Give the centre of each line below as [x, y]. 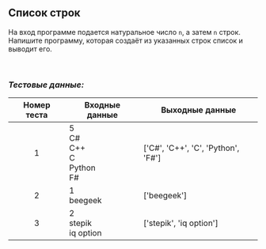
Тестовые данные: [46, 85]
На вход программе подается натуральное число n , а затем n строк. [125, 32]
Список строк [44, 13]
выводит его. [30, 49]
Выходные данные [199, 110]
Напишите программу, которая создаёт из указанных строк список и [126, 40]
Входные [103, 105]
